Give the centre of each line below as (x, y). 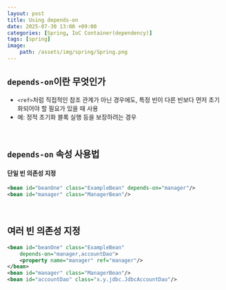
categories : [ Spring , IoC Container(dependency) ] (80, 33)
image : (17, 46)
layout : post (26, 13)
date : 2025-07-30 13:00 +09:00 (52, 26)
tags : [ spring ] (29, 39)
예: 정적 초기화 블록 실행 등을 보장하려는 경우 (77, 117)
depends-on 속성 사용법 (53, 154)
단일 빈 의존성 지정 (32, 173)
